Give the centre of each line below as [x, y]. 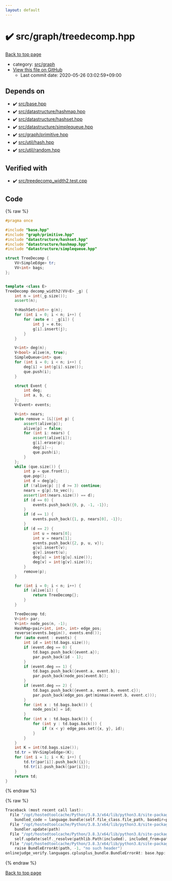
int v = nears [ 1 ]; [52, 538]
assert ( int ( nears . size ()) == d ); [59, 495]
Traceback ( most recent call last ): [44, 810]
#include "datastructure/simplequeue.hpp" [51, 249]
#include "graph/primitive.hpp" [40, 235]
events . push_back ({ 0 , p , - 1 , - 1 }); [71, 505]
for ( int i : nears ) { [47, 433]
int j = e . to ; [48, 324]
